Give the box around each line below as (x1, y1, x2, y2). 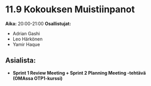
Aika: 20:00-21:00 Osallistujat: (5, 20, 71, 27)
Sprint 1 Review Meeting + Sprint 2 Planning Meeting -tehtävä (12, 70, 146, 76)
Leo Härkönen (12, 36, 43, 42)
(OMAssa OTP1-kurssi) (12, 75, 63, 81)
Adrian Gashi (12, 30, 40, 36)
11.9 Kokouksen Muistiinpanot (5, 4, 135, 15)
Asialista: (5, 56, 36, 65)
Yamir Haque (12, 41, 40, 47)
